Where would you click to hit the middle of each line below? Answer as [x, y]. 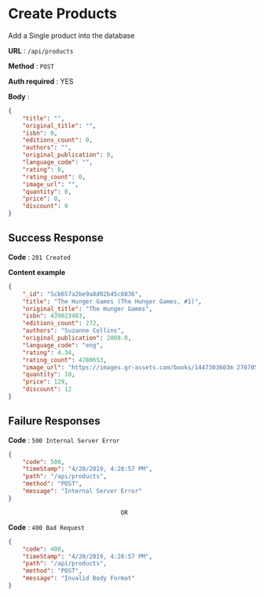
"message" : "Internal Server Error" [82, 491]
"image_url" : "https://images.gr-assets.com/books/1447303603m [128, 367]
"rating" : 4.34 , [49, 352]
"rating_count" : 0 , [54, 177]
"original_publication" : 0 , [68, 155]
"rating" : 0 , [44, 169]
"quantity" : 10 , [49, 375]
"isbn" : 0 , [40, 133]
